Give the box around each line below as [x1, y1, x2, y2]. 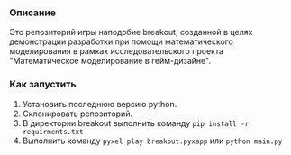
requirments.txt [22, 127, 84, 136]
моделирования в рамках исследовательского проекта [9, 46, 223, 57]
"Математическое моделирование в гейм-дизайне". [9, 56, 212, 67]
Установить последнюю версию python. [22, 98, 177, 109]
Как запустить [9, 78, 77, 91]
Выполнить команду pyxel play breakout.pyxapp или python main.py [22, 135, 283, 146]
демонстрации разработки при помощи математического [9, 36, 234, 47]
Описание [9, 6, 57, 19]
